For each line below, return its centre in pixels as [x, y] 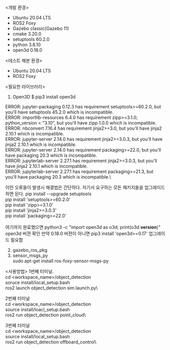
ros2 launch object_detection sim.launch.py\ [52, 288]
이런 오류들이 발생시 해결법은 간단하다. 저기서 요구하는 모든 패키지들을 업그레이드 [85, 187]
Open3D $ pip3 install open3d [44, 97]
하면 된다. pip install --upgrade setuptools [48, 194]
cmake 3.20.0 [27, 34]
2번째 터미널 [18, 298]
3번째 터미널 [18, 325]
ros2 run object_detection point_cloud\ [46, 315]
